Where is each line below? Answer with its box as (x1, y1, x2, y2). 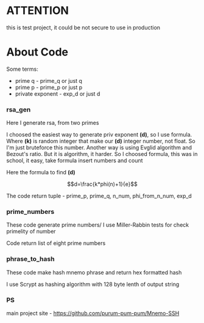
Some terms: (6, 65, 38, 73)
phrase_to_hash (6, 255, 55, 263)
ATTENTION (6, 4, 69, 18)
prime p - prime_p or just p (15, 83, 83, 91)
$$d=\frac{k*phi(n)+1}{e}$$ (66, 180, 138, 188)
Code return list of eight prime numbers (6, 240, 106, 247)
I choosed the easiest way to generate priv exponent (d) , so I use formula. (6, 131, 192, 138)
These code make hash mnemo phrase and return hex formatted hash (6, 269, 182, 276)
